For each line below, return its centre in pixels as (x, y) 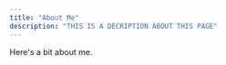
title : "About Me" (44, 18)
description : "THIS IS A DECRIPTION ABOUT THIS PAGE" (114, 26)
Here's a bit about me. (51, 51)
